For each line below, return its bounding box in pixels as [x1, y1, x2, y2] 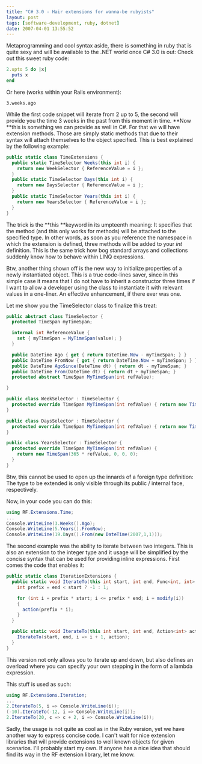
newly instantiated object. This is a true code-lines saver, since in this [6, 271, 179, 278]
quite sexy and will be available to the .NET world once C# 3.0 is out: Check [6, 49, 194, 56]
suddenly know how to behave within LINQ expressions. [6, 253, 145, 260]
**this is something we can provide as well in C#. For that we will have [6, 123, 180, 130]
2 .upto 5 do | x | [6, 67, 47, 73]
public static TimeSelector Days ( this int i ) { [11, 177, 133, 183]
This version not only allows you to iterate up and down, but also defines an [6, 656, 194, 663]
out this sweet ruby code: [6, 55, 70, 62]
